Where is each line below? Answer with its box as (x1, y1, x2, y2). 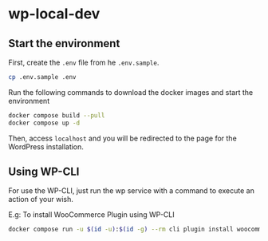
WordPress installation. (8, 141, 84, 152)
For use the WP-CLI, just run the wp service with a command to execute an (8, 186, 255, 196)
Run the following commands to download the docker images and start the (8, 87, 254, 97)
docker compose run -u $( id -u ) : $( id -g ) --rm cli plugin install (8, 225, 234, 234)
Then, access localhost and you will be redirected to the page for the (8, 133, 237, 143)
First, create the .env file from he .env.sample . (8, 57, 160, 67)
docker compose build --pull (8, 111, 105, 120)
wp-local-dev (8, 5, 100, 23)
